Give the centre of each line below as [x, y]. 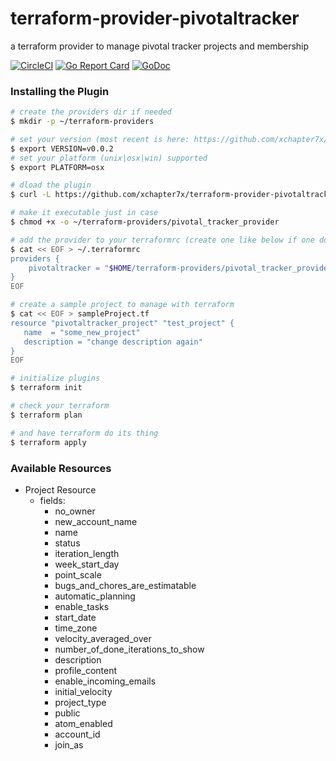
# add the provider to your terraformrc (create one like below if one [162, 240]
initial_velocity [83, 691]
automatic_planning [95, 596]
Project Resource [60, 489]
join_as [69, 744]
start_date [75, 617]
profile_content [86, 670]
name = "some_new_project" [82, 332]
